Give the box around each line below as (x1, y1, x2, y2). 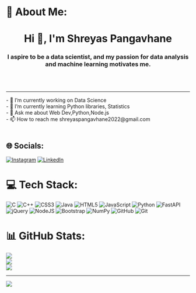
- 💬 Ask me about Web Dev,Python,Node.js (6, 109, 110, 116)
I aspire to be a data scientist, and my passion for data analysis (7, 53, 189, 61)
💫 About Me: (6, 5, 68, 19)
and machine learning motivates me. (45, 60, 151, 68)
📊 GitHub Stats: (6, 229, 86, 242)
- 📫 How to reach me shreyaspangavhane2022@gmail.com (6, 115, 150, 122)
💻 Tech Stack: (6, 178, 78, 191)
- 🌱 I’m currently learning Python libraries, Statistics (6, 102, 130, 110)
